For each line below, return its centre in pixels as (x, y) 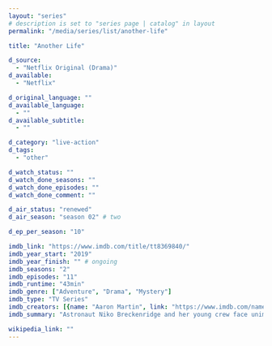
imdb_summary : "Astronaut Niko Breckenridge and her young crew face (128, 314)
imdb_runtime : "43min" (47, 284)
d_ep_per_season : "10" (47, 232)
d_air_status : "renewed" (50, 210)
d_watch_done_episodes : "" (54, 188)
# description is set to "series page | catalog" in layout (112, 24)
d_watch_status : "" (41, 172)
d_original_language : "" (50, 97)
